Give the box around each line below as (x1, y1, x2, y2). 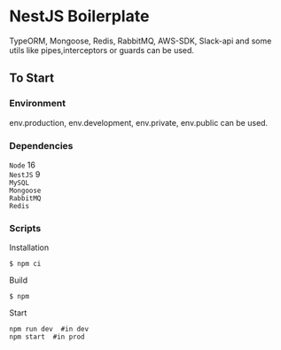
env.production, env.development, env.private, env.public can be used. (9, 117, 269, 128)
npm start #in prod (9, 332, 86, 342)
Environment (9, 97, 66, 110)
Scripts (9, 222, 42, 234)
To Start (9, 71, 55, 86)
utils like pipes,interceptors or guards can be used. (9, 44, 195, 55)
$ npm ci (9, 260, 42, 268)
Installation (9, 242, 50, 253)
